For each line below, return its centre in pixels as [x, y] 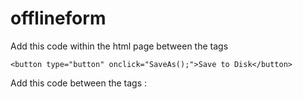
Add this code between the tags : [79, 83]
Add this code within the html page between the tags [119, 46]
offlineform [58, 18]
